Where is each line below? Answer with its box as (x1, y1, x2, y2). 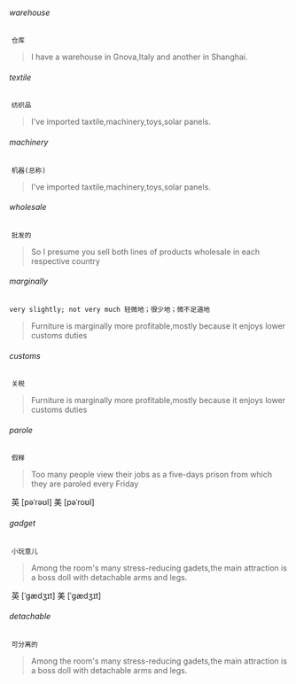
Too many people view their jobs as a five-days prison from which (30, 470, 273, 480)
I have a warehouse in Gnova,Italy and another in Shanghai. (30, 51, 248, 62)
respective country (30, 255, 100, 266)
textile (9, 72, 32, 82)
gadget (9, 518, 35, 529)
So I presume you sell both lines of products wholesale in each (30, 246, 260, 257)
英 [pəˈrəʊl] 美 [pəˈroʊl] (11, 497, 95, 508)
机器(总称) (11, 166, 46, 175)
